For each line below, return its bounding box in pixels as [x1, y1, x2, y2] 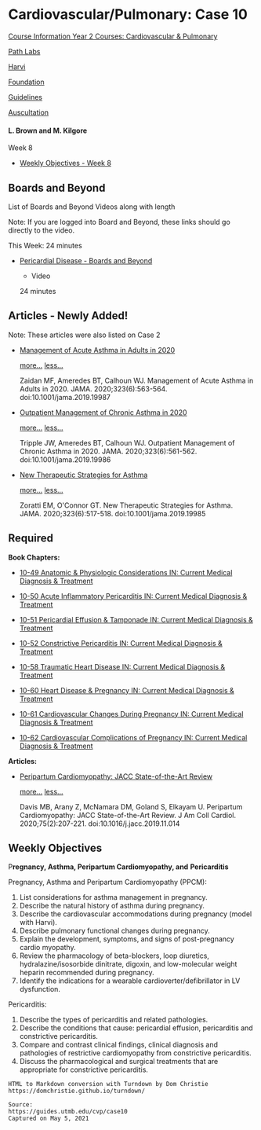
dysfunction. [19, 985, 61, 994]
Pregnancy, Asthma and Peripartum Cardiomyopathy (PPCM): [8, 878, 208, 887]
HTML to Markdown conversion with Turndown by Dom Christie [8, 1080, 209, 1088]
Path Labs [8, 46, 41, 56]
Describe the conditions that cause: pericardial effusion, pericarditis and [19, 1023, 253, 1033]
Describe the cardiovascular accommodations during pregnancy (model [19, 909, 252, 919]
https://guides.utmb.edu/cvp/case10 [8, 1108, 128, 1116]
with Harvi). [19, 918, 57, 927]
